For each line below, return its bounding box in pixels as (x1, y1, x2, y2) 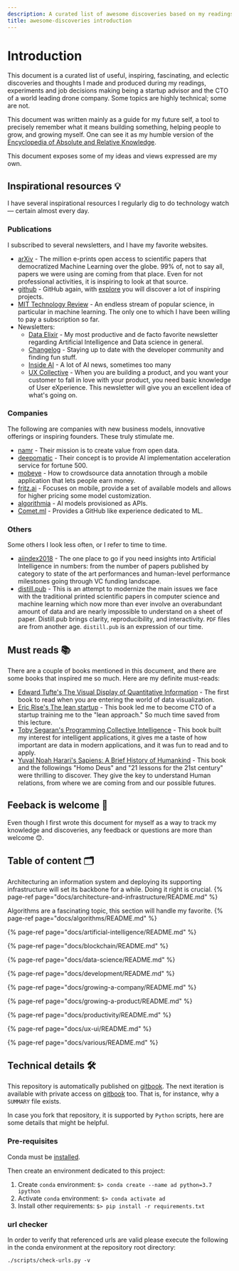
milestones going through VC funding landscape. (17, 577, 161, 586)
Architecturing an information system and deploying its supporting (7, 877, 202, 886)
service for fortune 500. (17, 461, 88, 470)
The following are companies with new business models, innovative (7, 425, 206, 433)
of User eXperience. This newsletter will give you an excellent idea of (28, 383, 231, 392)
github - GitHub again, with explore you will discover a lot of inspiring (17, 284, 221, 293)
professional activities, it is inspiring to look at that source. (17, 277, 188, 286)
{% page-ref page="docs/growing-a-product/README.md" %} (7, 997, 193, 1005)
